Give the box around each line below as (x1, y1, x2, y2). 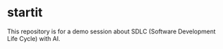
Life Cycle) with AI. (7, 34, 60, 42)
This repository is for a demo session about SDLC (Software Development (7, 27, 216, 35)
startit (7, 5, 43, 20)
